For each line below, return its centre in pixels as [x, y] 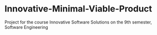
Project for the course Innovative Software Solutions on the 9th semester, [78, 22]
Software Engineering [26, 27]
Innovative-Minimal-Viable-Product [78, 9]
